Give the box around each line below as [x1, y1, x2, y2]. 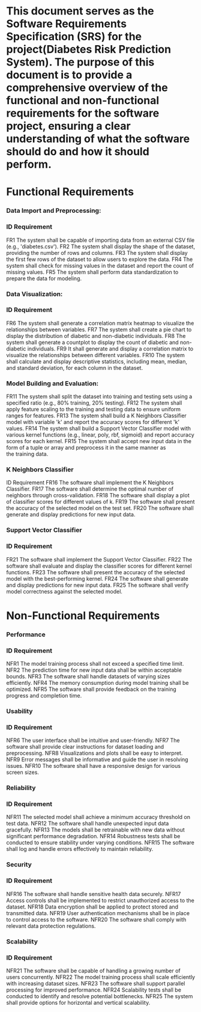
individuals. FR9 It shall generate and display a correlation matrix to [27, 345, 194, 352]
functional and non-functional [6, 94, 160, 108]
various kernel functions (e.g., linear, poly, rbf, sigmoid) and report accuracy [6, 431, 195, 438]
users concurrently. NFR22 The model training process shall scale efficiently [6, 973, 196, 981]
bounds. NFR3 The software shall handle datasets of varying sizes [6, 673, 170, 680]
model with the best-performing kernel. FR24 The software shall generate [6, 575, 189, 582]
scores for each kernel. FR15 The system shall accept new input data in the [6, 438, 192, 445]
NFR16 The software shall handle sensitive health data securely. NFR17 [6, 890, 181, 897]
